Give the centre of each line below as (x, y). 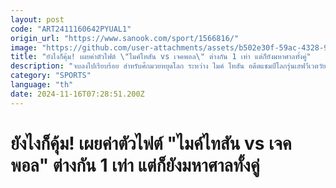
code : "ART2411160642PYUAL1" (71, 29)
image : (24, 47)
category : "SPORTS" (51, 76)
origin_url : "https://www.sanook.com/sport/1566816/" (125, 38)
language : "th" (42, 85)
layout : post (37, 19)
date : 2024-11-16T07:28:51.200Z (77, 94)
